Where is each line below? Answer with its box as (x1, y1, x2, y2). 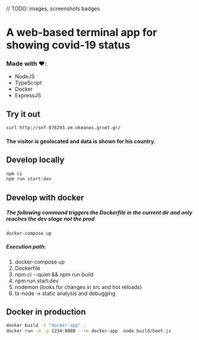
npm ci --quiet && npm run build (14, 271, 94, 278)
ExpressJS (14, 92, 42, 99)
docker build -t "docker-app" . (6, 323, 86, 329)
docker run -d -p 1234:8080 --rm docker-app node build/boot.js (6, 328, 171, 334)
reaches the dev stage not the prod (6, 215, 95, 223)
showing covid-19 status (6, 39, 131, 52)
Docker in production (6, 307, 86, 317)
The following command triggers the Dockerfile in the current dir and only (6, 209, 193, 216)
